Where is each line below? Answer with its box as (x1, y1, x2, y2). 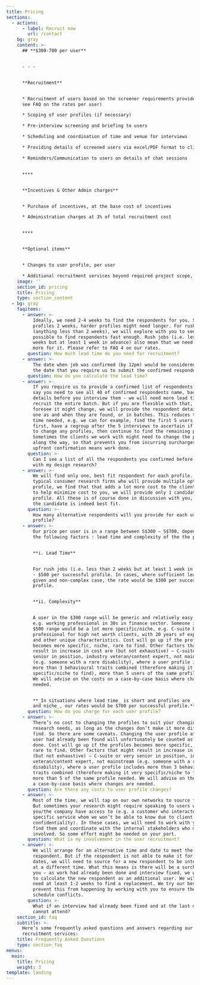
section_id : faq (17, 914, 58, 920)
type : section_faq (17, 942, 62, 948)
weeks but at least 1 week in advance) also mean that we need (32, 339, 193, 345)
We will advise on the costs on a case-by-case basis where (32, 676, 185, 682)
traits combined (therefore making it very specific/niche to (32, 769, 190, 776)
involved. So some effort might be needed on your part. (32, 831, 177, 837)
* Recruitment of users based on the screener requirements (21, 96, 174, 102)
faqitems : (17, 306, 42, 313)
